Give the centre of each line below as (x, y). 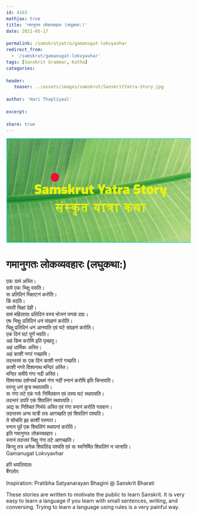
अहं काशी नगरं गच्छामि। (28, 354)
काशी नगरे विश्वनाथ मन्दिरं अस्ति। (38, 367)
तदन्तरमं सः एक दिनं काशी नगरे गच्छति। (43, 360)
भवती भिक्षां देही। (21, 307)
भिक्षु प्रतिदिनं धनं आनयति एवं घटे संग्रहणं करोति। (50, 327)
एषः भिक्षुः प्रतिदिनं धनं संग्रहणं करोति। (40, 321)
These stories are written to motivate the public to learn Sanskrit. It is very (95, 494)
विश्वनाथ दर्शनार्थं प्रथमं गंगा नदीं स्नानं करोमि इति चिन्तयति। (60, 380)
